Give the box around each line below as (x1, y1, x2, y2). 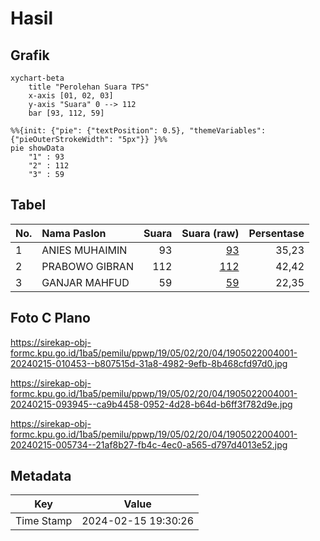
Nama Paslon (41, 226, 107, 240)
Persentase (248, 226, 305, 240)
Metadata (10, 468, 72, 485)
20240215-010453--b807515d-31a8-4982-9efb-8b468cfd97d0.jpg (10, 357, 288, 369)
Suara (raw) (181, 226, 240, 240)
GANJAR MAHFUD (41, 275, 130, 289)
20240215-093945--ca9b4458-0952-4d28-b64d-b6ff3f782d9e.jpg (10, 398, 293, 410)
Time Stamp (15, 514, 73, 528)
